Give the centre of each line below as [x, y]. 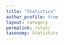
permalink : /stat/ [28, 28]
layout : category [27, 22]
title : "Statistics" [31, 11]
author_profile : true [32, 17]
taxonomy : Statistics [32, 33]
